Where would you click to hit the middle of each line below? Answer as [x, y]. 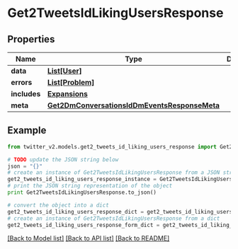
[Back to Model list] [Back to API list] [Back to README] [89, 238]
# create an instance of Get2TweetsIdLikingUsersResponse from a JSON [114, 173]
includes [26, 94]
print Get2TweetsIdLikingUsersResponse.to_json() [82, 192]
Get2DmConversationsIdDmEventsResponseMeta [134, 105]
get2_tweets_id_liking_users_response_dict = [75, 212]
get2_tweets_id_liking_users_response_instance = [82, 179]
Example [27, 131]
